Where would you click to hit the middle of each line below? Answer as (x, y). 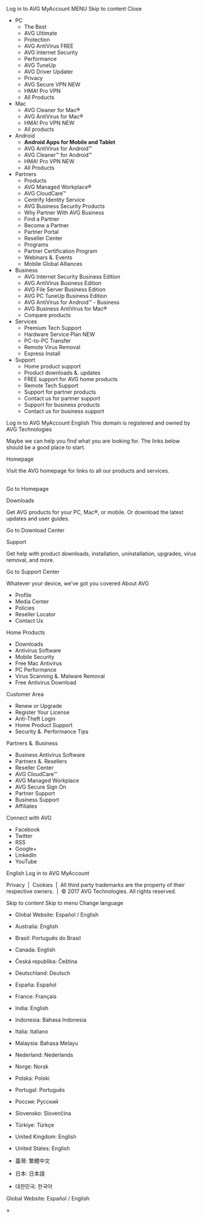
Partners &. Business (32, 743)
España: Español (36, 985)
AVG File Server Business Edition (65, 289)
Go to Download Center (36, 530)
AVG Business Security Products (65, 206)
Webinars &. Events (48, 257)
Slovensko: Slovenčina (43, 1113)
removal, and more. (30, 560)
